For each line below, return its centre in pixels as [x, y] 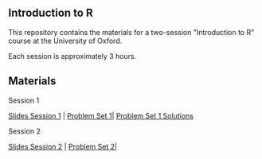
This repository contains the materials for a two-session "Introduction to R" [131, 32]
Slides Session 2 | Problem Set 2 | [63, 146]
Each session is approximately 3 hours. [72, 56]
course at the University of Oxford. [65, 41]
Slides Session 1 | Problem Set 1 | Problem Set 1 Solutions [101, 115]
